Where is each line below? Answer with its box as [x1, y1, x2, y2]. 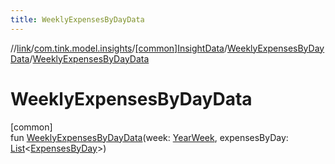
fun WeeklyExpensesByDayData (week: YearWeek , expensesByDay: [10, 131, 289, 143]
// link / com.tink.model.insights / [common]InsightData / [10, 42, 228, 54]
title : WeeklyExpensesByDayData [10, 14, 145, 25]
